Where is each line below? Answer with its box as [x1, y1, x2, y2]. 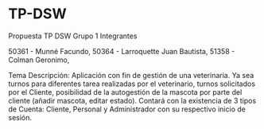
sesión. [8, 112, 33, 122]
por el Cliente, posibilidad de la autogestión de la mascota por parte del [8, 87, 243, 96]
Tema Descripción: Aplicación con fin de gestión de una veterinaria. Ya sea [8, 70, 254, 80]
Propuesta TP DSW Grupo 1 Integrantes [8, 31, 138, 41]
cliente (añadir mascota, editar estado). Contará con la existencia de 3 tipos [8, 96, 257, 105]
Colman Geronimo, [8, 55, 70, 64]
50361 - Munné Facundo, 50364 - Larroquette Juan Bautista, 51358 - [8, 46, 235, 56]
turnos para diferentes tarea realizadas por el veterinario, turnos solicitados [8, 79, 256, 88]
